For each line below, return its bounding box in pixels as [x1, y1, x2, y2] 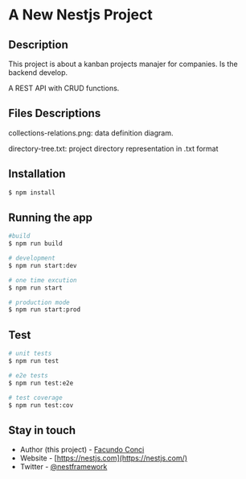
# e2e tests [8, 371, 48, 380]
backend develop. [8, 68, 68, 77]
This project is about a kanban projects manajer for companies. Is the [8, 59, 239, 69]
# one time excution [8, 276, 78, 284]
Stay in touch [8, 423, 76, 437]
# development [8, 254, 56, 263]
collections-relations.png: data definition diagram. [8, 127, 174, 138]
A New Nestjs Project [8, 6, 153, 24]
